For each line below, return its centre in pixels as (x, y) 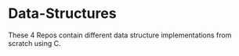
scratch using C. (34, 43)
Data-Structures (62, 14)
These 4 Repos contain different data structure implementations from (120, 35)
